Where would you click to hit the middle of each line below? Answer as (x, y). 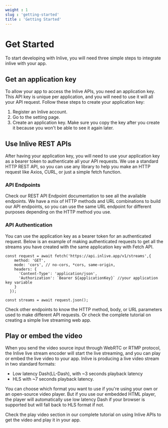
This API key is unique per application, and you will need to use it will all (79, 97)
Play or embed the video (44, 336)
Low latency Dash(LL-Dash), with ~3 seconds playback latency (77, 374)
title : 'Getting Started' (33, 19)
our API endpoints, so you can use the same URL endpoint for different (78, 206)
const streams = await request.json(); (47, 300)
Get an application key (41, 79)
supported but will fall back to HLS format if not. (55, 405)
